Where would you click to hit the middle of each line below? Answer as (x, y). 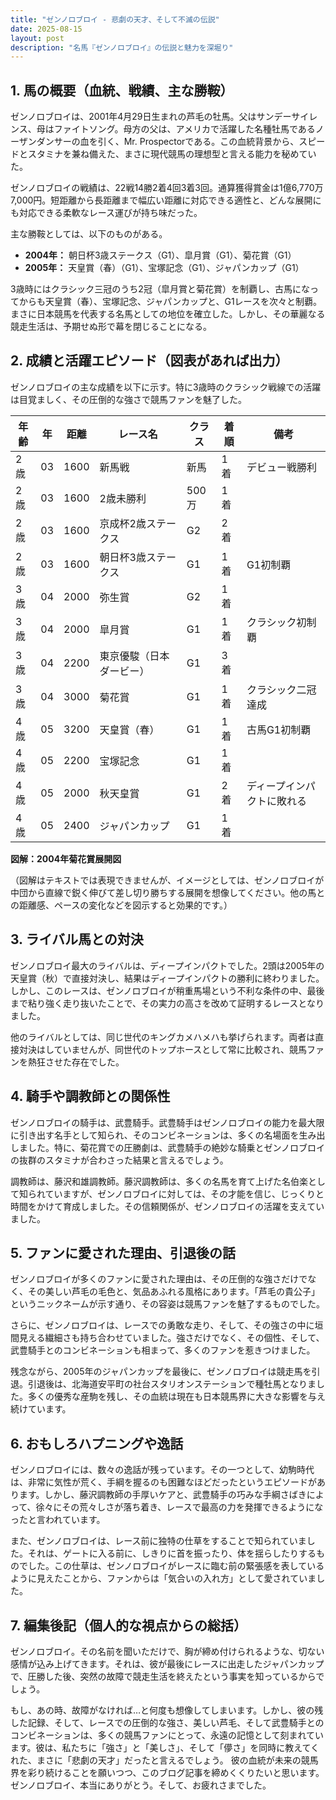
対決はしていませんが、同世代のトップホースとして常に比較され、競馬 (162, 1049)
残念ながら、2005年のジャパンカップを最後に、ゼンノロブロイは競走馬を (161, 1372)
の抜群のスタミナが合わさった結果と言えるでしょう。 (119, 1160)
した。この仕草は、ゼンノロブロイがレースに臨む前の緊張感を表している (176, 1566)
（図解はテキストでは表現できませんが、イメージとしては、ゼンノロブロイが (167, 880)
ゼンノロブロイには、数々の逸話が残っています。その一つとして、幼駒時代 (162, 1470)
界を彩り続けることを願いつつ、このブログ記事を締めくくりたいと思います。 (167, 1772)
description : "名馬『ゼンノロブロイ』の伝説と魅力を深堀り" (122, 47)
